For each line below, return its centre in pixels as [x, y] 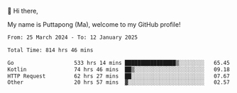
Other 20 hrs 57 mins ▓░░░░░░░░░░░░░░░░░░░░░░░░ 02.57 [119, 82]
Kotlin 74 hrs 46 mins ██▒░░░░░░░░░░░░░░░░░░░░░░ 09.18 [119, 69]
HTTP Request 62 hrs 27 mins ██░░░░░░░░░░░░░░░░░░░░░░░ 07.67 [119, 76]
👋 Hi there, [23, 11]
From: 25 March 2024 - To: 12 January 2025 [73, 37]
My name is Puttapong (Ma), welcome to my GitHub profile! [94, 24]
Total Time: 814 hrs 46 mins [50, 50]
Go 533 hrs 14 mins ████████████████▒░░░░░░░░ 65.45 [119, 63]
